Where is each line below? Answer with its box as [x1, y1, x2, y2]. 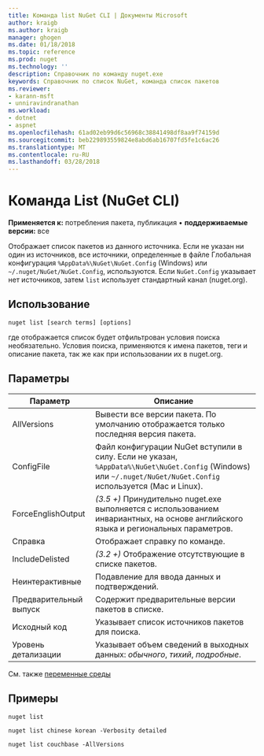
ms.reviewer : [8, 84, 51, 93]
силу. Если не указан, [95, 450, 178, 461]
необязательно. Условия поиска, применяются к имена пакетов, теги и [8, 340, 247, 350]
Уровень [12, 639, 45, 650]
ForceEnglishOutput [12, 508, 86, 519]
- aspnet [8, 121, 37, 129]
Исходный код [12, 621, 68, 632]
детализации [12, 649, 61, 660]
